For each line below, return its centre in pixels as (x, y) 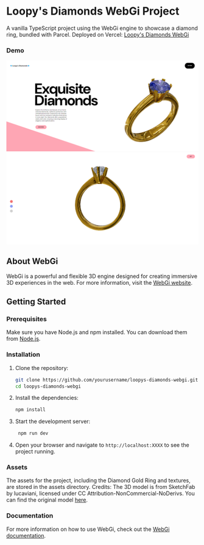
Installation (23, 355)
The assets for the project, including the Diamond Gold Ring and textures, (98, 480)
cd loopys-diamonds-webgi (48, 386)
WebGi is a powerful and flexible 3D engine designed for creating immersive (102, 276)
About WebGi (32, 261)
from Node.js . (23, 339)
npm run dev (33, 433)
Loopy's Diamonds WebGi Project (93, 11)
